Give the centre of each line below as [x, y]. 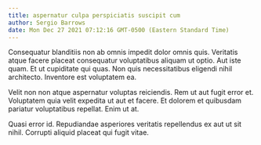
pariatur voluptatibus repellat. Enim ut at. [74, 109]
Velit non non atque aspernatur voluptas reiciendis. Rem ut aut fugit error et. [131, 92]
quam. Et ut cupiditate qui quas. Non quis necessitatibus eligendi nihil [120, 69]
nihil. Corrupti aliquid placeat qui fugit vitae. [78, 132]
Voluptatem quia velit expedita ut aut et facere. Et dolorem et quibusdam [125, 101]
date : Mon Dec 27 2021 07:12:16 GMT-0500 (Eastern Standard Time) [119, 30]
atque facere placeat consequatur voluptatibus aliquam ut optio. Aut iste [125, 60]
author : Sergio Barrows [47, 23]
